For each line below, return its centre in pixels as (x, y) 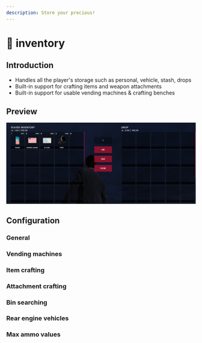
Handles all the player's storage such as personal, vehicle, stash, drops (103, 80)
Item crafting (26, 270)
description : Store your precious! (51, 13)
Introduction (30, 65)
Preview (22, 112)
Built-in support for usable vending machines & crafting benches (95, 93)
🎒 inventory (35, 43)
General (18, 238)
